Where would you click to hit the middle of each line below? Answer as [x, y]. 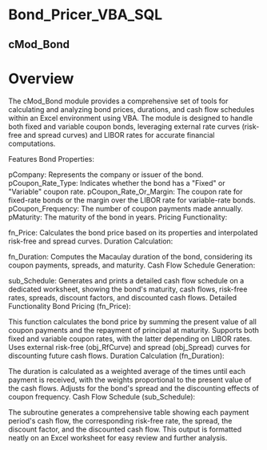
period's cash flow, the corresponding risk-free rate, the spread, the [120, 420]
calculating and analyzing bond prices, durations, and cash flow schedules [132, 109]
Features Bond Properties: [51, 159]
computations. [32, 143]
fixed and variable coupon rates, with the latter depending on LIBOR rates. [130, 339]
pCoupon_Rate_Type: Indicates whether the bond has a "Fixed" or [117, 183]
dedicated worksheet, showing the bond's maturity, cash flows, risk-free [128, 289]
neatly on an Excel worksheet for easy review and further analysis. [118, 437]
